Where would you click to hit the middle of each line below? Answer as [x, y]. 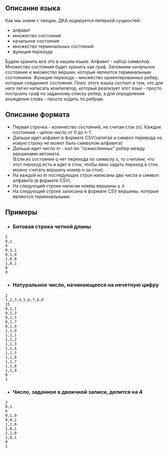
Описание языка [33, 8]
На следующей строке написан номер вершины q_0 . [69, 185]
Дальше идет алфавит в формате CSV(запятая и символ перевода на [87, 138]
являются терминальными [41, 197]
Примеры [21, 212]
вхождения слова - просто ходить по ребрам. [55, 99]
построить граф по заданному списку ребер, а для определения [75, 93]
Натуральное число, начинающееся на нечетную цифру [86, 285]
